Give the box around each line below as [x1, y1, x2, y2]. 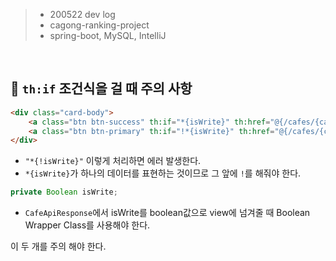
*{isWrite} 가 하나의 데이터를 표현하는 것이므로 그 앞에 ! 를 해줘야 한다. [24, 167, 302, 179]
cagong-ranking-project [49, 19, 150, 31]
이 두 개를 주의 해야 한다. [10, 240, 107, 253]
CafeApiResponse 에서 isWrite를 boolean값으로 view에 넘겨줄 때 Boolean [24, 207, 311, 219]
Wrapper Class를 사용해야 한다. [24, 219, 151, 231]
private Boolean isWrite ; [10, 187, 118, 198]
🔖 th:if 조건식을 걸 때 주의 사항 [10, 80, 193, 98]
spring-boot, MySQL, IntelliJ [49, 30, 167, 41]
